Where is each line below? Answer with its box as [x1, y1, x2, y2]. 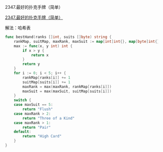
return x [31, 52, 49, 57]
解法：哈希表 [5, 25, 31, 31]
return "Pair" [22, 125, 51, 130]
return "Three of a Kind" [22, 116, 75, 120]
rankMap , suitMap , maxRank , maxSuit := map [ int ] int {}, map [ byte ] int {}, [14, 39, 162, 44]
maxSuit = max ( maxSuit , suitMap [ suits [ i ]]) [22, 89, 112, 94]
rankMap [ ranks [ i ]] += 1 [22, 75, 70, 80]
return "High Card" [22, 134, 62, 139]
